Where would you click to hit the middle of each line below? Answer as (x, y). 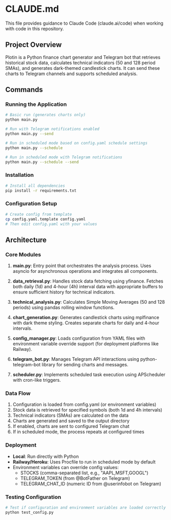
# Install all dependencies (35, 185)
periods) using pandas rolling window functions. (63, 308)
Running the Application (36, 104)
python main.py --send (29, 134)
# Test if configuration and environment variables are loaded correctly (86, 507)
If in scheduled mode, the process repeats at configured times (78, 432)
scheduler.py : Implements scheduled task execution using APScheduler (89, 375)
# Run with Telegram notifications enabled (52, 129)
